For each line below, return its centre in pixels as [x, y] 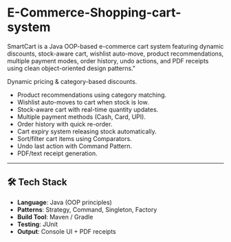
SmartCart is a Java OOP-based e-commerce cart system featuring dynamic [115, 46]
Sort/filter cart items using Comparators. [74, 138]
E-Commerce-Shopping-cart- [94, 13]
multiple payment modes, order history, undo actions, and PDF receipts [108, 60]
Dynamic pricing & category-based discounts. [72, 81]
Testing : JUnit [37, 224]
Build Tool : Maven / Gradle [55, 217]
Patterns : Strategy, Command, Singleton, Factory [87, 209]
